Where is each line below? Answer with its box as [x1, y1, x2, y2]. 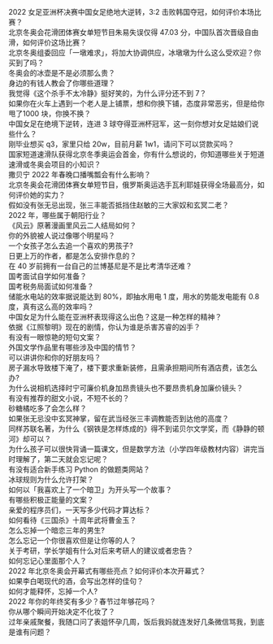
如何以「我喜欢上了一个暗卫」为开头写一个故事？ [8, 485, 172, 494]
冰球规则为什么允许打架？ [8, 475, 94, 484]
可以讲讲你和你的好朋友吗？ [8, 353, 102, 362]
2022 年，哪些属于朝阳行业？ [8, 211, 107, 220]
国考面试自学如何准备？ [8, 272, 87, 281]
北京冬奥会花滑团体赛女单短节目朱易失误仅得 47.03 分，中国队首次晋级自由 [8, 28, 259, 37]
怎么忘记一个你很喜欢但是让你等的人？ [8, 536, 136, 545]
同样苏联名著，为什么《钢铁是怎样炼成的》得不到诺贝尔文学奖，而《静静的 [8, 424, 258, 433]
